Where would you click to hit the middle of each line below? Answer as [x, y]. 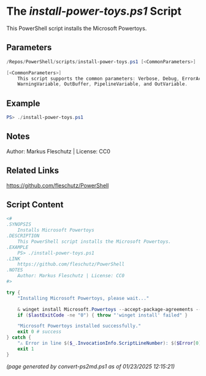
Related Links [33, 171]
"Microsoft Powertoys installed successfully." [79, 326]
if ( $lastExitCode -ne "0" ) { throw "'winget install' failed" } [103, 315]
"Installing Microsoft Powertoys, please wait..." [83, 298]
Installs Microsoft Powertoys [56, 230]
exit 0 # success [40, 332]
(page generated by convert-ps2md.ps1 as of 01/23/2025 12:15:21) [91, 366]
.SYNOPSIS [19, 224]
